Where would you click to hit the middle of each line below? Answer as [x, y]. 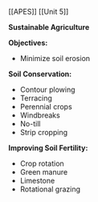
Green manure [44, 172]
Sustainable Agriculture [49, 27]
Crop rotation [42, 163]
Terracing [36, 98]
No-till [30, 124]
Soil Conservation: [40, 74]
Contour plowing [47, 89]
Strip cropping [44, 132]
